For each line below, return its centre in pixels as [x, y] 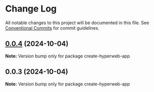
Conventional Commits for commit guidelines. [52, 28]
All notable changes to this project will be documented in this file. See [77, 23]
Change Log [31, 9]
